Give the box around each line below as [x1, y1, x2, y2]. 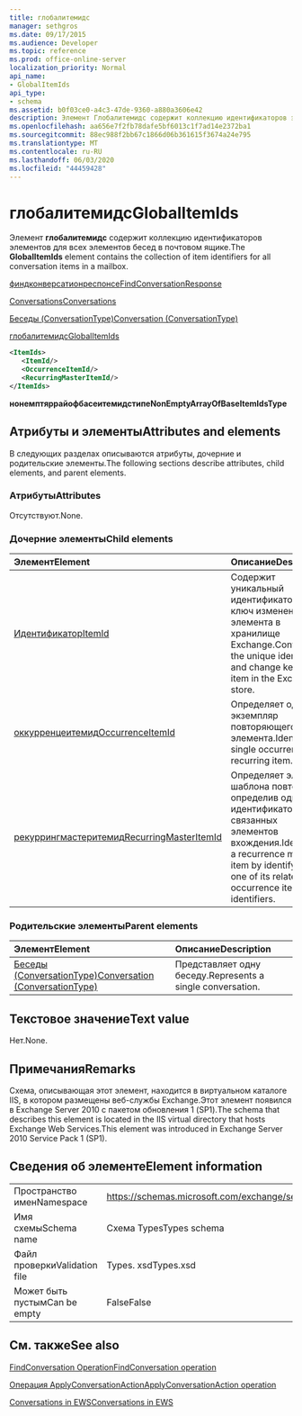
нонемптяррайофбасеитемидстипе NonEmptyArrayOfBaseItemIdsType [9, 398, 288, 409]
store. [230, 683, 255, 696]
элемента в [230, 616, 281, 628]
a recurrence [230, 848, 286, 861]
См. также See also [9, 1338, 120, 1353]
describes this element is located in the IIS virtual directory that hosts [9, 1114, 266, 1125]
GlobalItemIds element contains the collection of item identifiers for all [9, 251, 271, 262]
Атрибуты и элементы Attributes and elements [9, 424, 281, 439]
